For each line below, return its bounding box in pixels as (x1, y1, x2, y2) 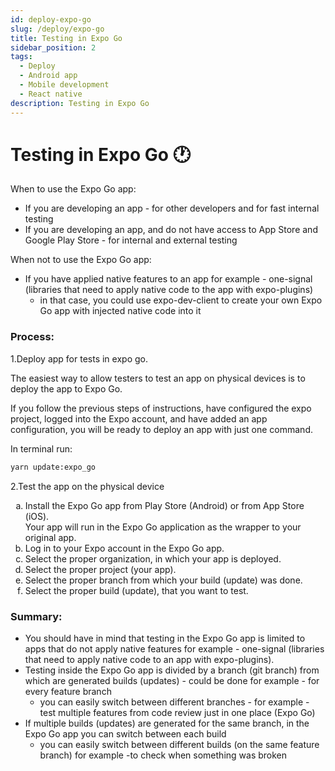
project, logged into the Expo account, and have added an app (10, 412, 268, 425)
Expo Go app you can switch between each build (24, 727, 227, 740)
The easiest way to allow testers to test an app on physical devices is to (10, 372, 306, 384)
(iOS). (24, 510, 50, 522)
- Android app (19, 71, 78, 81)
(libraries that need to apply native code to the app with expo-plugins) (24, 284, 314, 296)
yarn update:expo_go (10, 462, 97, 472)
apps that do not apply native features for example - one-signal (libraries (24, 642, 325, 655)
